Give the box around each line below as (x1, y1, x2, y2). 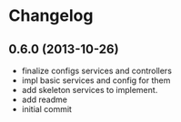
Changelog (8, 5, 94, 26)
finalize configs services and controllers (21, 65, 172, 76)
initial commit (21, 104, 72, 114)
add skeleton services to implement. (21, 85, 158, 95)
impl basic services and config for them (21, 75, 171, 86)
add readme (21, 94, 67, 105)
